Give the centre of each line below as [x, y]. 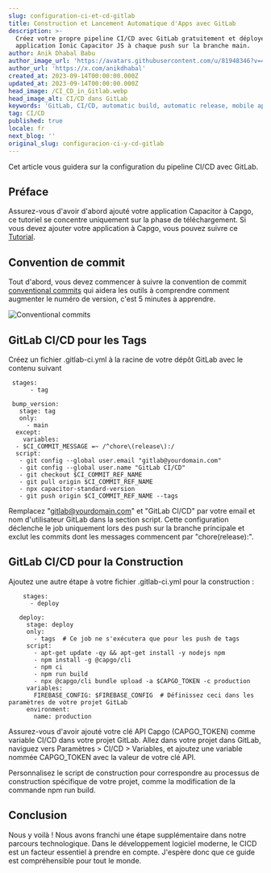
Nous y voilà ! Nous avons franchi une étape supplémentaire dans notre [127, 835]
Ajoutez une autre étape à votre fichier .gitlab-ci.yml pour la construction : [131, 581]
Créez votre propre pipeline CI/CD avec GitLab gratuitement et [126, 38]
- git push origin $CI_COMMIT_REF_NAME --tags [99, 496]
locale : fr [27, 128]
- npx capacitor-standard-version [77, 489]
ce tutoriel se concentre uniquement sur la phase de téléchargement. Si [127, 220]
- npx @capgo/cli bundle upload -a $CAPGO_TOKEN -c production [142, 681]
